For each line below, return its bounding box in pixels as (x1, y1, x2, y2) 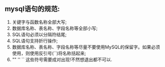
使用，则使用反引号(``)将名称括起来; (12, 50, 86, 56)
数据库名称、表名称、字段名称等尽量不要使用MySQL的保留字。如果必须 (12, 44, 160, 50)
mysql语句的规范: (5, 4, 60, 13)
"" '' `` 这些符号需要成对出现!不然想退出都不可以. (12, 56, 113, 62)
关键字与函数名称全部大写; (12, 19, 67, 25)
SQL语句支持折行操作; (12, 37, 58, 43)
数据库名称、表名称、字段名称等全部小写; (12, 25, 98, 31)
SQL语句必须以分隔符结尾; (12, 31, 67, 37)
